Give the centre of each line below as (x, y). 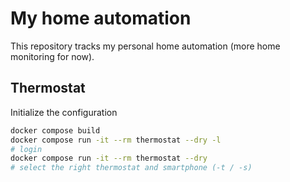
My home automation (101, 18)
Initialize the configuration (64, 112)
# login (26, 149)
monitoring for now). (52, 56)
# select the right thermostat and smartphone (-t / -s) (131, 168)
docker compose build (55, 130)
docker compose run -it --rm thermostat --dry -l (116, 140)
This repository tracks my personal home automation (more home (145, 46)
